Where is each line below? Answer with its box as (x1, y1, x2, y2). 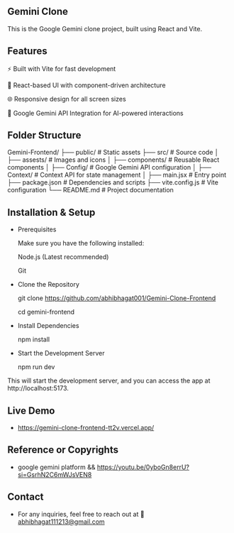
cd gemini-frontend (17, 308, 75, 317)
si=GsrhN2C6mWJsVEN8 (17, 470, 92, 478)
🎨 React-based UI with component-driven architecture (7, 81, 166, 89)
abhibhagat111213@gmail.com (17, 517, 105, 526)
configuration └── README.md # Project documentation (7, 186, 174, 194)
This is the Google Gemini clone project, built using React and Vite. (7, 24, 203, 33)
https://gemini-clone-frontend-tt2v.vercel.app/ (17, 424, 155, 432)
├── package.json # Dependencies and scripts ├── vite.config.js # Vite (7, 178, 218, 187)
